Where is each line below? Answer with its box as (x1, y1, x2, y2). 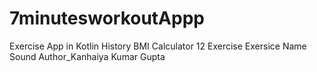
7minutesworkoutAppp (9, 7, 205, 30)
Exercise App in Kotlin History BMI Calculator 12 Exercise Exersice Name (9, 40, 307, 52)
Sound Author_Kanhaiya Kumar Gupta (9, 50, 166, 62)
